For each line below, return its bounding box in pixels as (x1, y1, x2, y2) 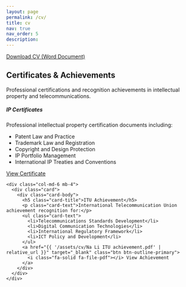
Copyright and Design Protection (14, 145, 95, 152)
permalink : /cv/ (6, 14, 46, 20)
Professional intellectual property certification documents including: (6, 121, 173, 129)
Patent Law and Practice (14, 133, 76, 140)
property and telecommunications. (6, 92, 91, 99)
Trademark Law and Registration (14, 139, 95, 146)
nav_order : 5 (6, 31, 39, 37)
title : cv (6, 20, 31, 26)
